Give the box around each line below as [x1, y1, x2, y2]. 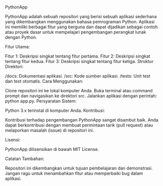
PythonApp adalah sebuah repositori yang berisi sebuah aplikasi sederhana [5, 14, 157, 19]
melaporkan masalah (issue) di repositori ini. [5, 127, 94, 133]
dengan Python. [5, 34, 38, 40]
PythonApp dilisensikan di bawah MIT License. [5, 146, 99, 152]
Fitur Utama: [5, 44, 30, 49]
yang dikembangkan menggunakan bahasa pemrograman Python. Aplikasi [5, 19, 155, 24]
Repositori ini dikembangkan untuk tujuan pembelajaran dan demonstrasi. [5, 165, 153, 171]
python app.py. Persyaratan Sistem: [5, 98, 77, 104]
